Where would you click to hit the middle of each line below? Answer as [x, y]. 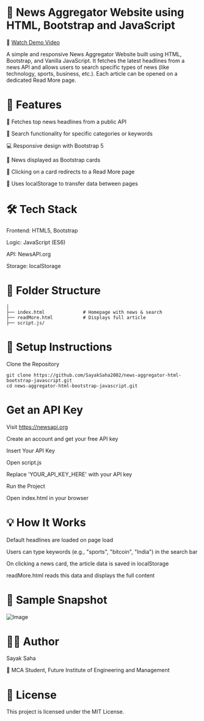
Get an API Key [45, 410]
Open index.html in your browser [47, 498]
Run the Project [26, 486]
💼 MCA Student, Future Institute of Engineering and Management [88, 670]
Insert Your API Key [31, 451]
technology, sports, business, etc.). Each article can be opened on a [92, 73]
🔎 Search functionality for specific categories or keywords [79, 133]
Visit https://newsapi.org [37, 427]
